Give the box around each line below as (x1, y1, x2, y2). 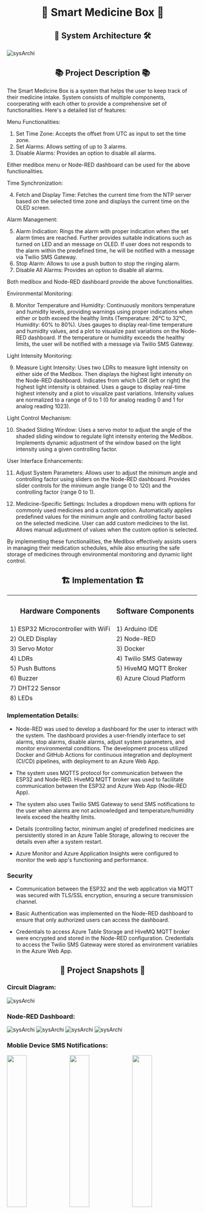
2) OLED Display (10, 634, 57, 643)
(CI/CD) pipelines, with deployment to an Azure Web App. (15, 757, 160, 765)
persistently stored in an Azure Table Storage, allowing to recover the (15, 832, 189, 839)
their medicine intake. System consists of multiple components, (7, 94, 166, 101)
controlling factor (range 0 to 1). (15, 488, 95, 496)
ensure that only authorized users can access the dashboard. (15, 917, 169, 924)
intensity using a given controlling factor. (15, 445, 118, 453)
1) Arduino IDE (115, 624, 158, 633)
